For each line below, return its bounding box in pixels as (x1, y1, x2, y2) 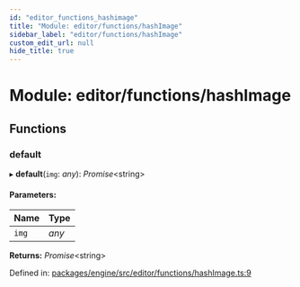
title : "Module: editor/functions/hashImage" (9, 22, 182, 31)
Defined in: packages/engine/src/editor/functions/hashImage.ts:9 (9, 267, 251, 279)
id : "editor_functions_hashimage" (9, 13, 139, 22)
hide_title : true (9, 47, 75, 56)
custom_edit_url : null (9, 38, 94, 48)
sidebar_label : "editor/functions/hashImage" (9, 30, 182, 39)
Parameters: (9, 189, 57, 200)
